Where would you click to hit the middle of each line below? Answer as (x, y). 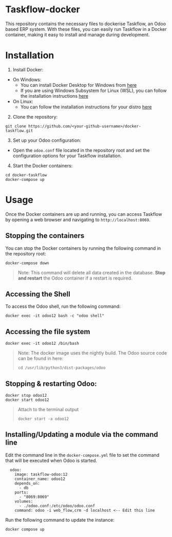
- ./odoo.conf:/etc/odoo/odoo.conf (57, 506)
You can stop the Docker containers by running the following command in (83, 248)
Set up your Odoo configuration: (47, 140)
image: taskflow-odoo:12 (41, 474)
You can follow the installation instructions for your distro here (86, 107)
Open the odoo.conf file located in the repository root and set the (81, 150)
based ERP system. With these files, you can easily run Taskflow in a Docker (86, 29)
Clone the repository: (35, 117)
